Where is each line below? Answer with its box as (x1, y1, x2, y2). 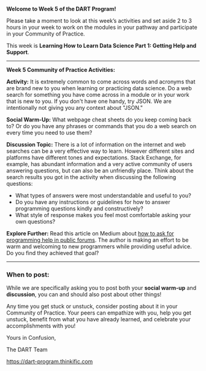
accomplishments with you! (6, 322, 75, 330)
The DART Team (6, 346, 48, 353)
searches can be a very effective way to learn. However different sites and (6, 147, 194, 155)
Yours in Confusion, (6, 334, 56, 342)
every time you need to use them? (6, 129, 93, 136)
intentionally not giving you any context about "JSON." (6, 104, 143, 111)
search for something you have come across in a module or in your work (6, 91, 189, 98)
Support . (6, 48, 29, 56)
